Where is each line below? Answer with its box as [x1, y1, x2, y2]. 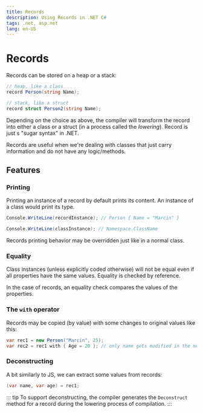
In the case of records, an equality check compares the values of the [6, 284, 178, 291]
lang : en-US [6, 25, 36, 32]
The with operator [6, 305, 60, 314]
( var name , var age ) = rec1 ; [6, 382, 80, 389]
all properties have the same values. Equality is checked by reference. [6, 272, 181, 279]
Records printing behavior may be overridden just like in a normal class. [6, 237, 185, 244]
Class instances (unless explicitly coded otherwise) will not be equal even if [6, 265, 195, 273]
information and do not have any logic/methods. [6, 148, 126, 155]
